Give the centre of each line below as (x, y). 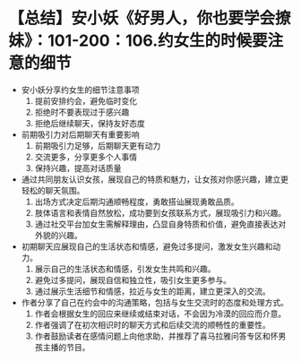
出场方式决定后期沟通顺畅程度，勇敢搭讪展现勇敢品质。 (137, 202)
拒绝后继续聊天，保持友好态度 (90, 123)
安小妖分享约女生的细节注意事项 (80, 90)
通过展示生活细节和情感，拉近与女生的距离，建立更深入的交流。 (152, 291)
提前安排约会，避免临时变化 (86, 100)
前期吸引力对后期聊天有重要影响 (80, 134)
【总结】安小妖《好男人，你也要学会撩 (150, 18)
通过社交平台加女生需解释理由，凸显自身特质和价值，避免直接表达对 (160, 224)
